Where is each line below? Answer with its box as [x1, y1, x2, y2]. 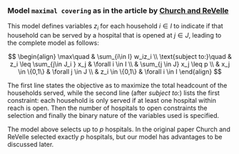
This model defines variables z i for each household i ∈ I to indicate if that [7, 22, 223, 32]
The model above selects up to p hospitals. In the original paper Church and [7, 125, 230, 133]
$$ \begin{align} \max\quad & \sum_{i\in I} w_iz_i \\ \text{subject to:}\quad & [8, 53, 232, 61]
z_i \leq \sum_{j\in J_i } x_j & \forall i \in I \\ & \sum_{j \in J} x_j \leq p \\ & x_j [9, 60, 230, 69]
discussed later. [7, 141, 54, 149]
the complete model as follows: [7, 38, 100, 48]
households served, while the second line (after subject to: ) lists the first [7, 89, 220, 97]
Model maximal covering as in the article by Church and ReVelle [7, 6, 229, 16]
